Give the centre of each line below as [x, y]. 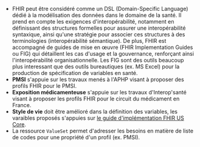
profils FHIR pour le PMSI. [44, 86]
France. [22, 105]
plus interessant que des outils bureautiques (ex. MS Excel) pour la [96, 67]
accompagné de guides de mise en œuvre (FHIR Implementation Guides [102, 47]
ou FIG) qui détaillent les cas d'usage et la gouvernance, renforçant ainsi [103, 54]
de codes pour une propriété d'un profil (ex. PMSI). [76, 137]
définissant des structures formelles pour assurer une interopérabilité [99, 28]
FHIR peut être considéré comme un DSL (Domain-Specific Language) [100, 9]
